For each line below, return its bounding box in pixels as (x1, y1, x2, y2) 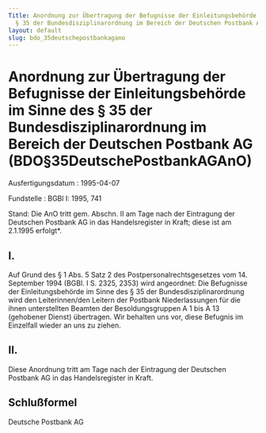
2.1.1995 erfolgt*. (8, 226, 62, 236)
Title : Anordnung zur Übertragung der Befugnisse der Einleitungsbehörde (8, 11, 257, 20)
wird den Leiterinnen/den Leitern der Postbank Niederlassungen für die (8, 295, 241, 305)
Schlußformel (8, 396, 78, 409)
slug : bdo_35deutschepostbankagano (8, 33, 126, 42)
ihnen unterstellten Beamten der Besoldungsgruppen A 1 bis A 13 (8, 304, 220, 313)
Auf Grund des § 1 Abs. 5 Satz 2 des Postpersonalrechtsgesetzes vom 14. (8, 270, 248, 279)
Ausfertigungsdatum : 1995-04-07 (8, 178, 120, 188)
